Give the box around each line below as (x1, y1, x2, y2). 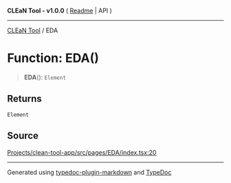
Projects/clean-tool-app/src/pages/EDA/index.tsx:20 (7, 148, 157, 156)
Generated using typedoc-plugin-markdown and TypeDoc (7, 168, 172, 176)
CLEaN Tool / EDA (7, 26, 58, 34)
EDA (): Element (23, 73, 67, 81)
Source (7, 130, 39, 142)
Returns (7, 93, 43, 105)
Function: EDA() (7, 50, 100, 66)
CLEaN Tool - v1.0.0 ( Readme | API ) (7, 7, 112, 14)
